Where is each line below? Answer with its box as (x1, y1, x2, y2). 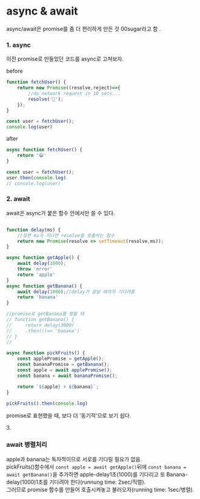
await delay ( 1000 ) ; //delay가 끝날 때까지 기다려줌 (17, 289, 135, 295)
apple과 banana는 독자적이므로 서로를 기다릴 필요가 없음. (6, 455, 142, 463)
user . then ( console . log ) (6, 174, 67, 181)
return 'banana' (17, 294, 59, 300)
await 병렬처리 (6, 441, 47, 449)
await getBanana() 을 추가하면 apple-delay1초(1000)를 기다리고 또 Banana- (6, 470, 188, 478)
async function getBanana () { (6, 283, 83, 289)
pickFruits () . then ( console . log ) (6, 400, 88, 407)
